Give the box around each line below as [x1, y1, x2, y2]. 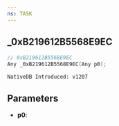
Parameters [7, 92, 59, 104]
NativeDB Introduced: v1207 [7, 74, 89, 81]
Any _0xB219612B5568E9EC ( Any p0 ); [7, 61, 107, 68]
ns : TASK [7, 10, 33, 17]
